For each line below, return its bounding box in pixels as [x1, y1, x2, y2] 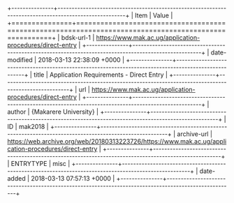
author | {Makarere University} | [7, 107, 99, 116]
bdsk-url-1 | [61, 33, 95, 42]
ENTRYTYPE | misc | [10, 160, 71, 167]
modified [7, 56, 33, 63]
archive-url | [177, 130, 213, 138]
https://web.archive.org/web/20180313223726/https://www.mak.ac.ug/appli [7, 137, 227, 145]
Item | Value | [135, 11, 173, 20]
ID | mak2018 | [7, 123, 49, 130]
